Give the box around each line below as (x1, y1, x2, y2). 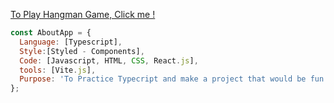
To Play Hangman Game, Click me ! (10, 9, 156, 20)
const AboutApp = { (10, 28, 92, 38)
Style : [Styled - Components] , (19, 46, 145, 56)
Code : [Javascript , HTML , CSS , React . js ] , (19, 55, 199, 66)
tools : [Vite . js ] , (19, 65, 97, 75)
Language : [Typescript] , (19, 37, 123, 47)
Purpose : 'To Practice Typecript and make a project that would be (19, 74, 307, 84)
